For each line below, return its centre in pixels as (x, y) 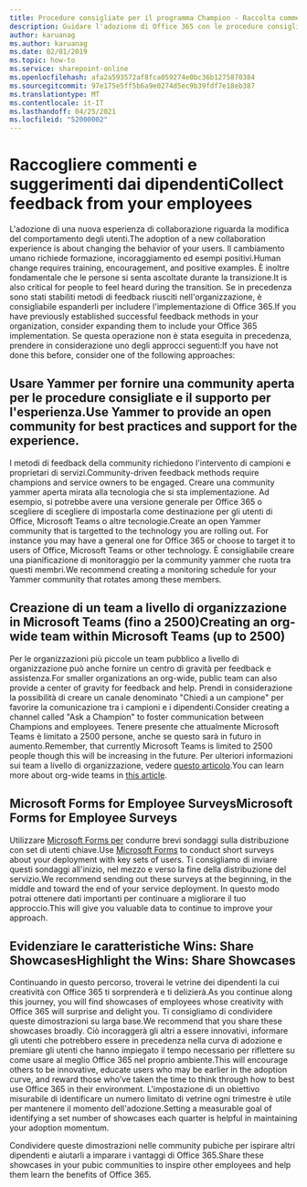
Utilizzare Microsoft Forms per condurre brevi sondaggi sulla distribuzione (149, 840)
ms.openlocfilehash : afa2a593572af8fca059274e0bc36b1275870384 (132, 78)
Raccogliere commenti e (104, 165)
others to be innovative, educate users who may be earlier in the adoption (148, 1070)
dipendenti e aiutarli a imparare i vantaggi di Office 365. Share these (137, 1155)
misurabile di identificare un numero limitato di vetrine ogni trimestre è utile (151, 1099)
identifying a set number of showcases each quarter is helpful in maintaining (153, 1119)
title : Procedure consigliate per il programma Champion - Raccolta (143, 18)
